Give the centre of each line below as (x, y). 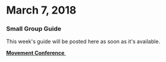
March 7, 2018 (41, 10)
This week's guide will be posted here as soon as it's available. (83, 41)
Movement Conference (35, 53)
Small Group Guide (34, 29)
